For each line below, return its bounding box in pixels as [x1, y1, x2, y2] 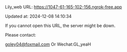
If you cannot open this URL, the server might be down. [5, 23, 115, 28]
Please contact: [5, 32, 36, 38]
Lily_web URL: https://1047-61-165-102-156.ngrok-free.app [5, 4, 122, 10]
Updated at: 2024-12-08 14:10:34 [5, 13, 72, 19]
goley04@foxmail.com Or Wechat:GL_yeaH [5, 41, 91, 47]
